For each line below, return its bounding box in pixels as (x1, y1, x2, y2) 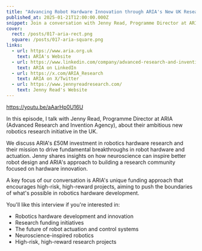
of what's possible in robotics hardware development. (6, 189, 139, 196)
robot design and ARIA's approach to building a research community (6, 159, 176, 166)
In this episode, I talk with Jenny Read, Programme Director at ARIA (6, 115, 173, 122)
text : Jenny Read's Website (17, 87, 87, 93)
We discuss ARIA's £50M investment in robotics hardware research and (6, 139, 183, 147)
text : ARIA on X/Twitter (17, 76, 79, 82)
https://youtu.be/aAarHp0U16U (6, 103, 84, 110)
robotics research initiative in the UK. (6, 127, 98, 135)
